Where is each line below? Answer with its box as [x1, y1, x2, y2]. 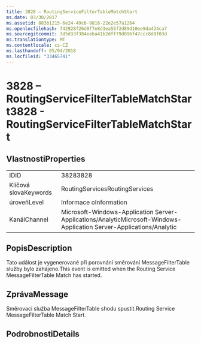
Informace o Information [60, 198, 127, 206]
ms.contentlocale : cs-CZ [6, 43, 68, 49]
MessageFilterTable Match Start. [6, 311, 87, 318]
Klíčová [9, 180, 30, 189]
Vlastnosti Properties [6, 154, 86, 164]
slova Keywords [9, 188, 53, 197]
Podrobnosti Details [6, 329, 80, 339]
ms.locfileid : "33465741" [6, 53, 71, 59]
